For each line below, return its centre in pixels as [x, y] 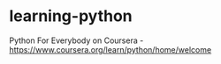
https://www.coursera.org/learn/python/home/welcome [110, 49]
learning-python [71, 16]
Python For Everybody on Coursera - [76, 40]
